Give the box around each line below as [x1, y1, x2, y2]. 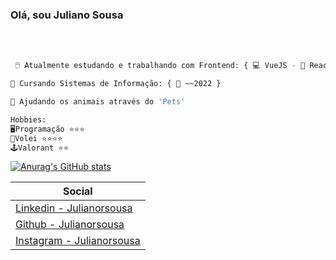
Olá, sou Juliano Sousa [10, 8, 124, 22]
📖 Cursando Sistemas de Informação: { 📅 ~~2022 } [10, 79, 222, 89]
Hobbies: [10, 114, 47, 125]
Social [62, 184, 93, 198]
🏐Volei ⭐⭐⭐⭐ [10, 133, 63, 143]
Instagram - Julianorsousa [15, 234, 141, 248]
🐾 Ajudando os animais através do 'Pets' [10, 97, 186, 107]
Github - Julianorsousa [15, 218, 125, 232]
